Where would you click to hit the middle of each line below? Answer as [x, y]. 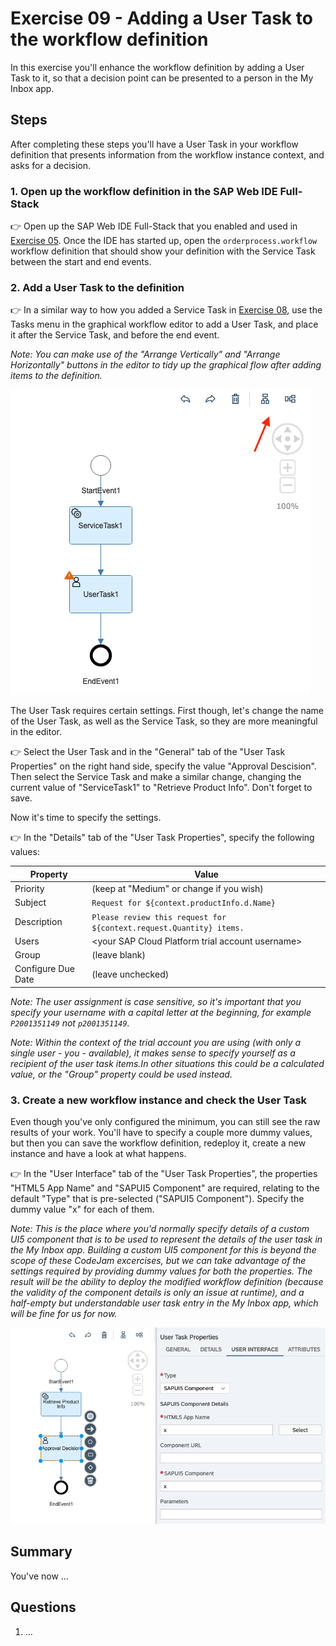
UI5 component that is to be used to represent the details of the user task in [166, 1239]
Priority [29, 889]
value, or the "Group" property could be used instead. [121, 1074]
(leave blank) [118, 955]
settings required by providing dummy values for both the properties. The [161, 1271]
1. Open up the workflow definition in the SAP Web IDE [144, 191]
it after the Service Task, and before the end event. [115, 335]
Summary [41, 1552]
